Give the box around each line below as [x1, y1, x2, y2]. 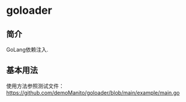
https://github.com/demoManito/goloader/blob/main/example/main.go [6, 89, 180, 96]
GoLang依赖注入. [6, 46, 49, 53]
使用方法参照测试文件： [6, 82, 64, 89]
